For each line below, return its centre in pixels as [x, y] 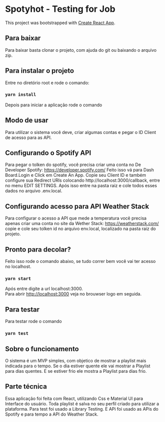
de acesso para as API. [29, 137]
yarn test [17, 334]
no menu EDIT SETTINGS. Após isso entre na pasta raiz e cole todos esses [81, 186]
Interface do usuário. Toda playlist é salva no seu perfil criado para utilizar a [82, 404]
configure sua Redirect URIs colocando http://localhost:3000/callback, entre [82, 180]
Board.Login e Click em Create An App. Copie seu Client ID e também [76, 175]
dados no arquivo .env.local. [34, 191]
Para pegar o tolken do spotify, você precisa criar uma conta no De [73, 165]
